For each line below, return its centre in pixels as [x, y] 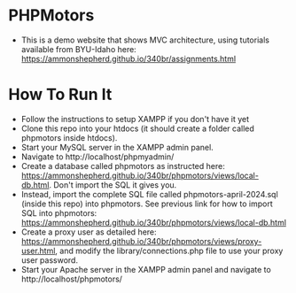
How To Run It [60, 95]
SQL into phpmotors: [59, 212]
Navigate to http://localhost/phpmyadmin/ [97, 157]
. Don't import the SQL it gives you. [113, 185]
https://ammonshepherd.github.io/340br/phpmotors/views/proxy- [141, 241]
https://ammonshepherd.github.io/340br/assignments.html [129, 58]
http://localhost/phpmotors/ [72, 279]
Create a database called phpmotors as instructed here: [123, 166]
